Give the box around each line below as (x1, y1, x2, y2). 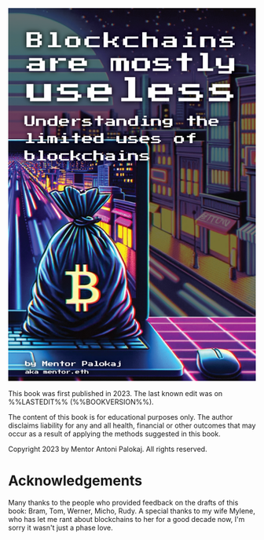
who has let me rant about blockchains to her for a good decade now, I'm (8, 514, 245, 523)
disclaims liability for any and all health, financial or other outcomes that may (8, 421, 256, 430)
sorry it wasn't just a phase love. (8, 523, 114, 532)
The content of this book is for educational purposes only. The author (8, 412, 233, 421)
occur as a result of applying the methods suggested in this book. (8, 428, 222, 439)
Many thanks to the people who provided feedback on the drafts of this (8, 498, 239, 507)
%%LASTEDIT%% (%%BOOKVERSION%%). (8, 397, 155, 406)
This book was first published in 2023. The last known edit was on (8, 388, 223, 398)
